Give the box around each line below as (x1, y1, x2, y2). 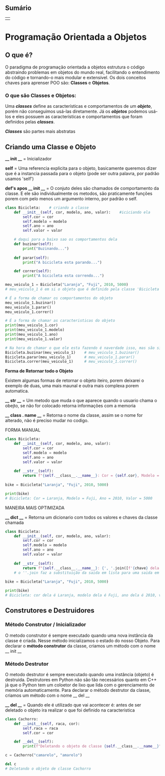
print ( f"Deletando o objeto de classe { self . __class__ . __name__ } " (23, 744, 162, 749)
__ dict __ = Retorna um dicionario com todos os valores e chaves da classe (5, 514, 158, 520)
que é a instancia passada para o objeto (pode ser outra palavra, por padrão (5, 170, 160, 176)
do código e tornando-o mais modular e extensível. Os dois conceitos (5, 74, 146, 80)
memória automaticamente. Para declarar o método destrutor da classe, (5, 687, 151, 693)
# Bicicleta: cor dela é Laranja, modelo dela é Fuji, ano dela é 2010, (5, 593, 157, 598)
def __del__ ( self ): (14, 739, 54, 745)
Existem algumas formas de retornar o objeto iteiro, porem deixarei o (5, 377, 144, 383)
